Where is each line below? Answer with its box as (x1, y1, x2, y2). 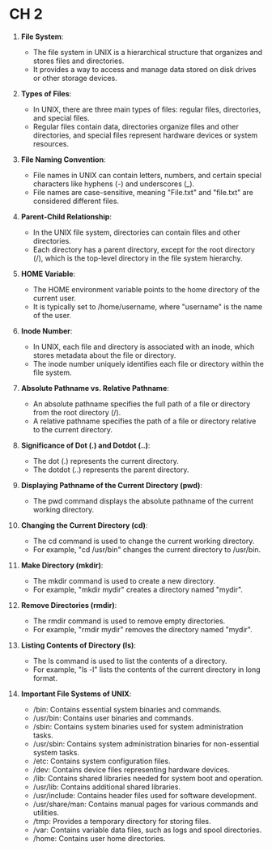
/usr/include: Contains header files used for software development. (32, 790, 257, 800)
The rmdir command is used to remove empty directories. (32, 616, 226, 626)
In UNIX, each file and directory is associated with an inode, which (32, 342, 255, 351)
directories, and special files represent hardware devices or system (32, 130, 258, 140)
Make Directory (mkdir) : (20, 560, 104, 570)
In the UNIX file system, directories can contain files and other (32, 227, 241, 237)
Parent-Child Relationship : (20, 211, 113, 221)
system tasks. (32, 747, 80, 757)
